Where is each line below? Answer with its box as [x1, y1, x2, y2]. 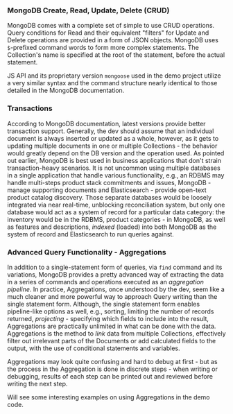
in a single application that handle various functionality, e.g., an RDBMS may [7, 171, 225, 179]
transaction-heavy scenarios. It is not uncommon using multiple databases [7, 164, 221, 172]
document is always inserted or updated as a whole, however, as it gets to [7, 134, 219, 142]
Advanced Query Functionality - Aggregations [7, 247, 166, 257]
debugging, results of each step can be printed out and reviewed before [7, 372, 214, 380]
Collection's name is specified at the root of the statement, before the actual [7, 51, 225, 59]
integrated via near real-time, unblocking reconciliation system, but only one [7, 200, 225, 209]
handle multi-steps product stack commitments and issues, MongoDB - [7, 178, 212, 187]
